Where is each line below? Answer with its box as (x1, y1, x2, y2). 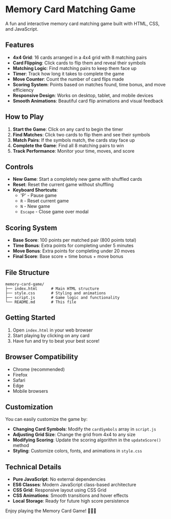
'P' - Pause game (20, 193, 57, 199)
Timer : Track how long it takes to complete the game (12, 70, 125, 77)
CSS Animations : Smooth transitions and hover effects (12, 492, 129, 499)
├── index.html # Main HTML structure (5, 286, 100, 291)
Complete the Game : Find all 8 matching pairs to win (12, 142, 124, 149)
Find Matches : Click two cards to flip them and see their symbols (12, 131, 151, 137)
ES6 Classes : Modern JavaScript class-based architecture (12, 482, 136, 488)
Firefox (12, 371, 28, 378)
